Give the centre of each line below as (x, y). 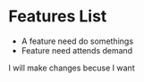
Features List (58, 16)
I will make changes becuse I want (72, 68)
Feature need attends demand (77, 50)
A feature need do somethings (77, 41)
